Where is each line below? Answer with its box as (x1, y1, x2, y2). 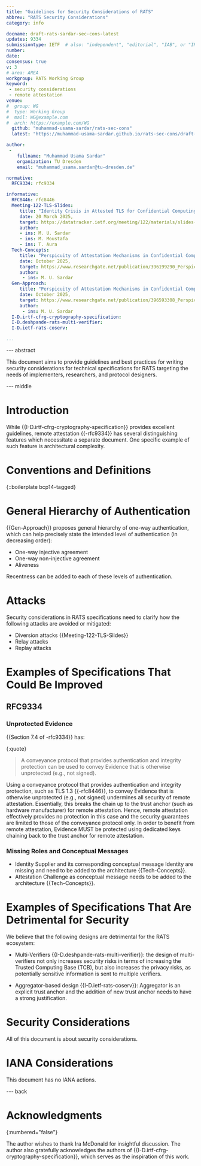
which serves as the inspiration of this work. (80, 1153, 190, 1160)
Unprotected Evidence (6, 720, 73, 728)
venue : (6, 98, 23, 104)
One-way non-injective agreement (14, 555, 100, 562)
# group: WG (6, 103, 39, 109)
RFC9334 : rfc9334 (11, 180, 55, 186)
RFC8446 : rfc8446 (11, 197, 55, 203)
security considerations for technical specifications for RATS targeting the (6, 365, 188, 371)
